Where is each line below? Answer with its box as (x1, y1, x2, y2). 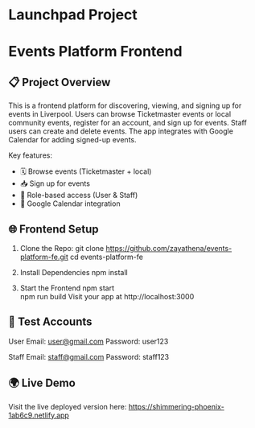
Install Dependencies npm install (19, 268, 128, 277)
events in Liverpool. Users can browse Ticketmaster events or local (8, 109, 232, 119)
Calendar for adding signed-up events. (8, 135, 137, 145)
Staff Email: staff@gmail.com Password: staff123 (8, 352, 170, 361)
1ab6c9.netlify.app (8, 410, 70, 420)
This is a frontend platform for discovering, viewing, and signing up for (8, 101, 242, 110)
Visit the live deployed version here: (8, 401, 127, 411)
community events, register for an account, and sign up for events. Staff (8, 118, 247, 128)
